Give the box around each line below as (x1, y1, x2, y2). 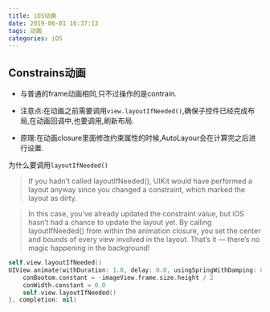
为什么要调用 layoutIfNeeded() (8, 160, 108, 170)
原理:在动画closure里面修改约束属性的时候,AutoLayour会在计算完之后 (19, 133, 249, 143)
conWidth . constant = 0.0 (22, 281, 106, 289)
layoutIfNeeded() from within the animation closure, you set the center (27, 226, 261, 236)
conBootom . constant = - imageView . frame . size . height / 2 (22, 273, 215, 281)
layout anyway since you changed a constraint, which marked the (27, 185, 246, 195)
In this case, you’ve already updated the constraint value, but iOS (27, 209, 244, 219)
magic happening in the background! (27, 243, 150, 253)
